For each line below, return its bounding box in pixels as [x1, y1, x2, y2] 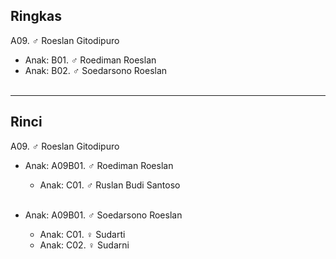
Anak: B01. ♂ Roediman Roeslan [24, 54, 157, 66]
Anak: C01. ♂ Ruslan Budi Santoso [39, 179, 181, 191]
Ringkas [10, 8, 62, 25]
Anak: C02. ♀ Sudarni [39, 239, 130, 251]
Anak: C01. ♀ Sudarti [39, 228, 126, 240]
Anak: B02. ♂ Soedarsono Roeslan [24, 64, 168, 76]
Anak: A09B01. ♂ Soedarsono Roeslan [24, 209, 183, 221]
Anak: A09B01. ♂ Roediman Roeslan [24, 159, 174, 171]
